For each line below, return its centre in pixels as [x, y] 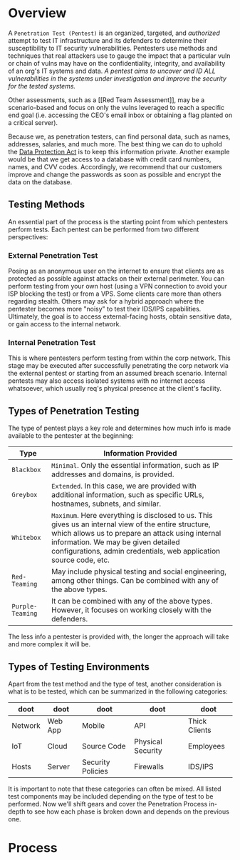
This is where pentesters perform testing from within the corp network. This [119, 358]
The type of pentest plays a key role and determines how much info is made [120, 428]
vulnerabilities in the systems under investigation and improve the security [118, 78]
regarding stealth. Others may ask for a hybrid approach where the [106, 301]
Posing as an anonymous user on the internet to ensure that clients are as [116, 271]
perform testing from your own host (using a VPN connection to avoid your [118, 286]
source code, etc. [80, 560]
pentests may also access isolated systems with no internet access [107, 381]
